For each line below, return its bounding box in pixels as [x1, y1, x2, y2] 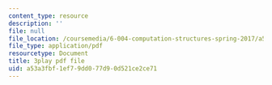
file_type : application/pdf [8, 42, 104, 50]
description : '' [8, 19, 63, 28]
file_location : [8, 34, 60, 43]
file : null [8, 27, 45, 35]
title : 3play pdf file [8, 57, 85, 66]
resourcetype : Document [8, 49, 89, 57]
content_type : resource [8, 11, 89, 20]
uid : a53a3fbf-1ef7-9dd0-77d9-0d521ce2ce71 [8, 65, 158, 73]
